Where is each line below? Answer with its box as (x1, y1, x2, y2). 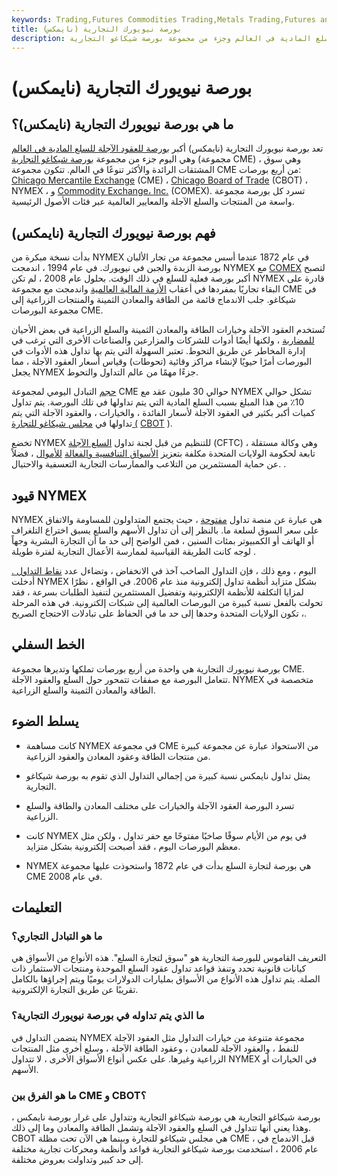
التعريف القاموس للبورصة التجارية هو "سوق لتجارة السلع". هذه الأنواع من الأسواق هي (11, 952, 327, 964)
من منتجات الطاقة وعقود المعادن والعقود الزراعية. (25, 750, 211, 762)
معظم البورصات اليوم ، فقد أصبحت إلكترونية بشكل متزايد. (25, 840, 241, 852)
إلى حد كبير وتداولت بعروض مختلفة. (11, 1153, 144, 1165)
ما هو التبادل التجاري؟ (11, 929, 103, 943)
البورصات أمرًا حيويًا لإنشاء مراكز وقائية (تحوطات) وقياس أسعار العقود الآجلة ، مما (11, 356, 313, 368)
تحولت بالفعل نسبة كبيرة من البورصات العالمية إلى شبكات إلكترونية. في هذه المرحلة (11, 597, 324, 608)
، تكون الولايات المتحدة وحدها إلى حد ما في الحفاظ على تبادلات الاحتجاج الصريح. (11, 607, 308, 619)
